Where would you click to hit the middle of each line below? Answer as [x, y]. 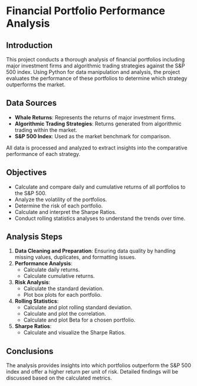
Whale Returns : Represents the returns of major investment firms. [95, 117]
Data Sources [32, 103]
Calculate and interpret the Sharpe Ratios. [65, 212]
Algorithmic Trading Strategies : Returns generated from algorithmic [98, 124]
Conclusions [30, 351]
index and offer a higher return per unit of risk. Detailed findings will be [92, 372]
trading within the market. [46, 130]
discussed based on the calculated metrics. [59, 378]
